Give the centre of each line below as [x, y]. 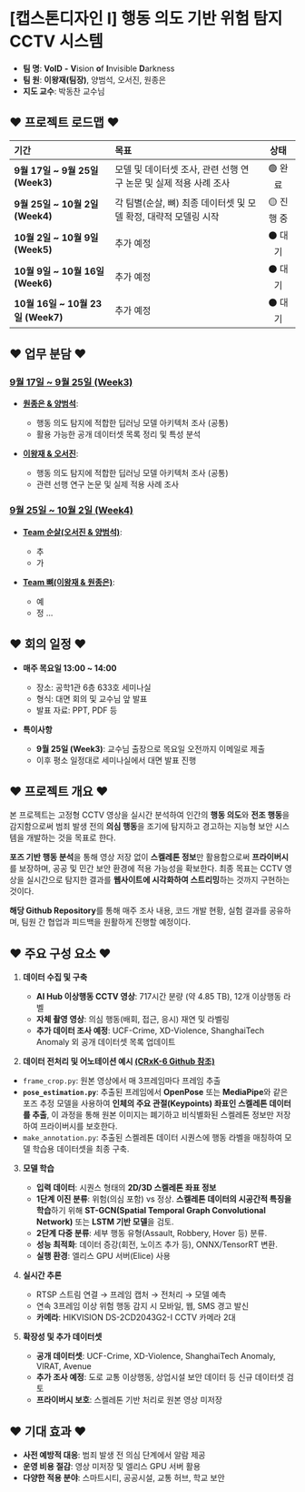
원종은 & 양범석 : [50, 404]
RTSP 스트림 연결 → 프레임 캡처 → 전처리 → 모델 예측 [131, 1294]
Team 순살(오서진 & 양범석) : [72, 532]
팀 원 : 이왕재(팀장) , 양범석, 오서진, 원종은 [94, 79]
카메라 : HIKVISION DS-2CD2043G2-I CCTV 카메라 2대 [136, 1317]
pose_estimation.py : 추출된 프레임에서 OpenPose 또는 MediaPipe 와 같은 [155, 1092]
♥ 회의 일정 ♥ [48, 644]
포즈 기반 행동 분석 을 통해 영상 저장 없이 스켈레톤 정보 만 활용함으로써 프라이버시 [149, 858]
